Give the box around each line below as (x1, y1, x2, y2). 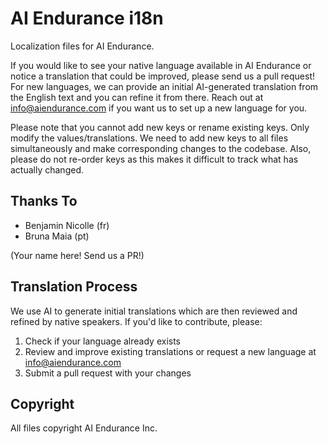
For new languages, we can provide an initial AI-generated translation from (10, 80, 319, 92)
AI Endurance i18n (10, 7, 164, 30)
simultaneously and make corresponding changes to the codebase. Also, (10, 142, 312, 154)
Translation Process (10, 278, 138, 296)
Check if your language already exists (24, 335, 182, 347)
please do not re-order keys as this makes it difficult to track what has (10, 153, 299, 165)
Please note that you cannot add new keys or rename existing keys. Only (10, 121, 310, 133)
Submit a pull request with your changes (24, 367, 192, 379)
